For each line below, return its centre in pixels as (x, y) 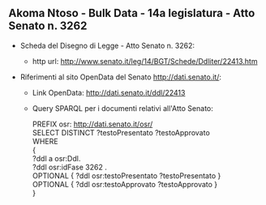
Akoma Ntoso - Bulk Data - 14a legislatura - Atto (132, 13)
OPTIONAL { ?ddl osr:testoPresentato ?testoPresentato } (127, 175)
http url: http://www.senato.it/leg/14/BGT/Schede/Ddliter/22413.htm (145, 61)
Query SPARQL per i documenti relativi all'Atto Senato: (122, 108)
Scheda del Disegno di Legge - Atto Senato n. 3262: (107, 45)
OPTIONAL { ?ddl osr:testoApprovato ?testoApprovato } (125, 184)
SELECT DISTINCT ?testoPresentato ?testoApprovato (121, 132)
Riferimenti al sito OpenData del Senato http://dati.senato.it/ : (120, 77)
